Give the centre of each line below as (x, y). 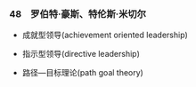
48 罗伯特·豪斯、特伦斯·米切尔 (78, 13)
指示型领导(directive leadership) (81, 54)
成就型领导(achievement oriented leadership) (105, 35)
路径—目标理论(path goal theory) (83, 73)
